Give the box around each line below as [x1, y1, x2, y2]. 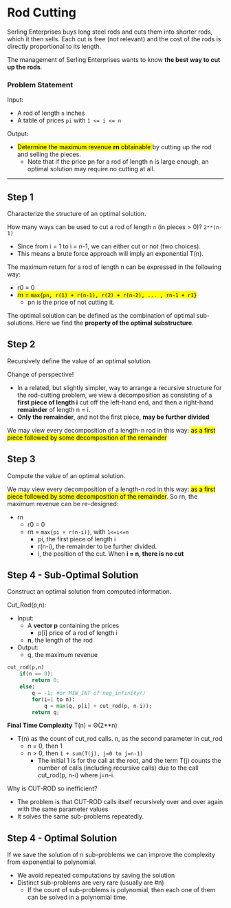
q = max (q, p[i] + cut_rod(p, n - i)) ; [43, 702, 153, 709]
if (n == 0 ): [19, 671, 54, 678]
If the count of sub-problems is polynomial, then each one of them [27, 886, 216, 894]
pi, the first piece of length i [37, 534, 116, 543]
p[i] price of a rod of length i [37, 629, 118, 637]
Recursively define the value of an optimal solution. [7, 356, 153, 365]
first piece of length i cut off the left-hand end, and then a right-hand [16, 398, 214, 407]
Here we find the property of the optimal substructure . [36, 318, 194, 327]
